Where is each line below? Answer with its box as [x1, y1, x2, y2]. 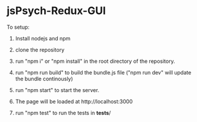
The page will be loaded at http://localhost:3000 [15, 98, 133, 105]
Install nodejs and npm [15, 35, 71, 42]
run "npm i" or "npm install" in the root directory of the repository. [15, 57, 176, 65]
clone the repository [15, 46, 65, 53]
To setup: [6, 23, 30, 30]
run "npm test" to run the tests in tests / [15, 109, 111, 116]
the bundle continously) [15, 75, 73, 82]
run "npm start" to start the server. [15, 86, 100, 93]
